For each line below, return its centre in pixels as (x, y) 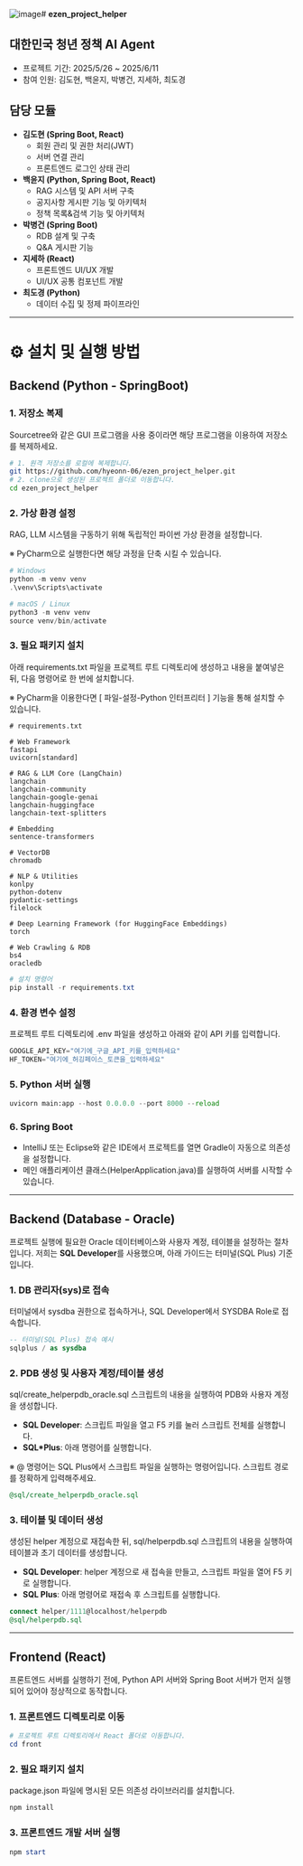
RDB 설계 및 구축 (66, 236)
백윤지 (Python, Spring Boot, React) (89, 179)
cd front (26, 1745)
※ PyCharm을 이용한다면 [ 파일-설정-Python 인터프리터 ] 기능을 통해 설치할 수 (147, 697)
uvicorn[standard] (44, 758)
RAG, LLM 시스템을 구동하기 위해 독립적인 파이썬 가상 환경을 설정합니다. (136, 534)
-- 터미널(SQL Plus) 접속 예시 (61, 1340)
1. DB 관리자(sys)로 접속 (60, 1290)
